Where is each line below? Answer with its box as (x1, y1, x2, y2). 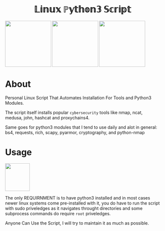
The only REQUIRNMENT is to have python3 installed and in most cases (5, 195, 151, 201)
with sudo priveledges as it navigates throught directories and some (5, 205, 143, 211)
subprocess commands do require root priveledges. (5, 210, 111, 216)
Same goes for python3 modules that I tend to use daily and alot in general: (5, 124, 158, 130)
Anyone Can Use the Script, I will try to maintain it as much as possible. (5, 220, 149, 226)
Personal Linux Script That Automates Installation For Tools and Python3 (5, 94, 152, 101)
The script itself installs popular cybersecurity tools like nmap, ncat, (5, 109, 143, 115)
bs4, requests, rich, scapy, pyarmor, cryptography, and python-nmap (5, 129, 145, 135)
